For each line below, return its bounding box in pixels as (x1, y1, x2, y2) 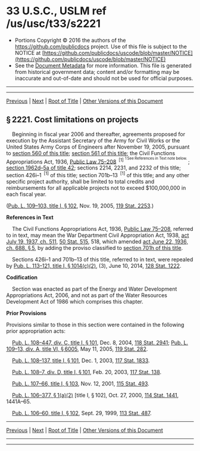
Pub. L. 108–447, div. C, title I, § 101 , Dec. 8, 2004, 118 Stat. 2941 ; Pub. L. (11, 339, 189, 346)
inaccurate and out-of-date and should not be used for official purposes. (14, 75, 193, 82)
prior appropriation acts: (6, 327, 65, 335)
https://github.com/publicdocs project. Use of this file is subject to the (14, 43, 187, 50)
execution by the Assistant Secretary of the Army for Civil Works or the (6, 137, 180, 144)
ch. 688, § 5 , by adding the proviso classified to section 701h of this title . (6, 244, 183, 251)
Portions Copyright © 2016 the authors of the (14, 36, 126, 44)
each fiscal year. (6, 190, 46, 197)
